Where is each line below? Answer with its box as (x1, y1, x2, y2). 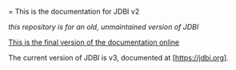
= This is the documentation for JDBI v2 (8, 7, 140, 16)
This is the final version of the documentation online (8, 37, 180, 47)
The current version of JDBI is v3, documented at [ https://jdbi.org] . (8, 53, 230, 62)
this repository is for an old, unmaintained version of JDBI (8, 22, 199, 31)
